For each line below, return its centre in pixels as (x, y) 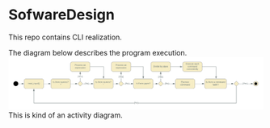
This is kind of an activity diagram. (65, 115)
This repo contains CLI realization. (65, 37)
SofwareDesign (61, 15)
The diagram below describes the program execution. (98, 52)
